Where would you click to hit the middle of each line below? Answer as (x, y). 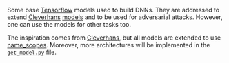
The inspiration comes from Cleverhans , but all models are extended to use (114, 38)
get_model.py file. (32, 52)
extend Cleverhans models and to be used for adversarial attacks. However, (115, 17)
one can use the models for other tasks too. (69, 24)
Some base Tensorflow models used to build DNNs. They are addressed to (113, 10)
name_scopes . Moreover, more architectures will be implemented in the (109, 45)
